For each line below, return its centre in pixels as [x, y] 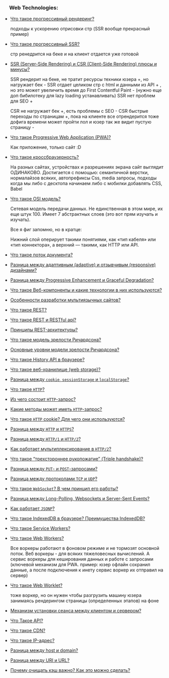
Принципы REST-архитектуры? [44, 330]
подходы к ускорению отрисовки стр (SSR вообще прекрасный [80, 29]
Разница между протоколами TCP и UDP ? [54, 479]
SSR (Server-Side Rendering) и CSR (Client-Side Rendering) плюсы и [83, 64]
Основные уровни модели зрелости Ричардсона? [65, 350]
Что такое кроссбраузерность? [45, 157]
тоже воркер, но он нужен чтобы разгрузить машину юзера [76, 595]
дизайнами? [24, 270]
